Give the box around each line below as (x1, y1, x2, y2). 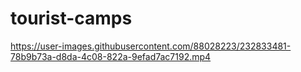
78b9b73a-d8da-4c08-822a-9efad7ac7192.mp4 (10, 50, 212, 62)
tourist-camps (10, 7, 133, 30)
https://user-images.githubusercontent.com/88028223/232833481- (10, 40, 292, 52)
